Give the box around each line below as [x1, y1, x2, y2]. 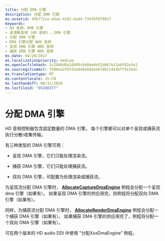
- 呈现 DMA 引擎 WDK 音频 [5, 44, 54, 49]
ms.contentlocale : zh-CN [5, 76, 56, 81]
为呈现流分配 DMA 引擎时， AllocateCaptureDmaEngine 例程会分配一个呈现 [5, 184, 161, 191]
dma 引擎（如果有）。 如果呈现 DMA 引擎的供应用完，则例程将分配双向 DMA [5, 191, 159, 196]
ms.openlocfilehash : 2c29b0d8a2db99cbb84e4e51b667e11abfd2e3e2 [5, 62, 138, 67]
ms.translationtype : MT [5, 72, 54, 77]
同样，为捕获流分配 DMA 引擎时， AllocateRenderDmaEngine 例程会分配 [5, 207, 154, 213]
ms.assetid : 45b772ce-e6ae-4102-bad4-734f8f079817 [5, 16, 111, 21]
